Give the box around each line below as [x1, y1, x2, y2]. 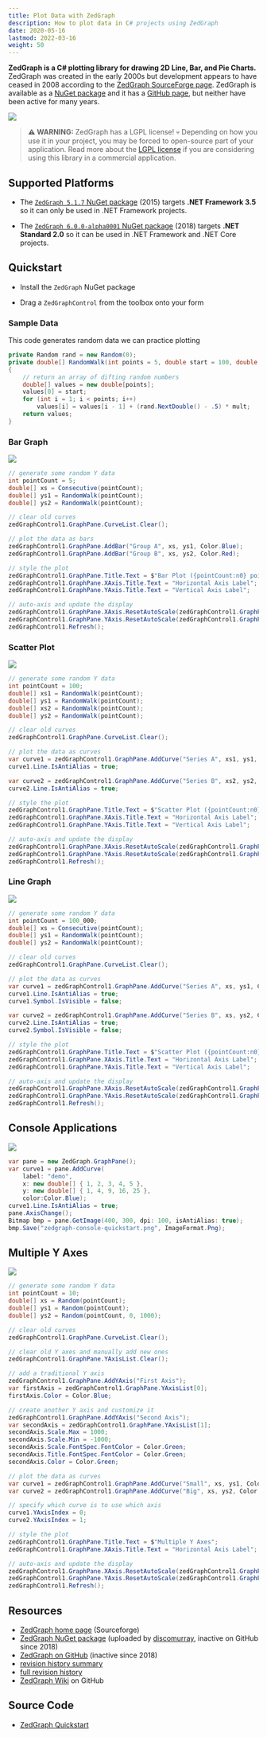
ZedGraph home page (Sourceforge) [19, 1625, 140, 1634]
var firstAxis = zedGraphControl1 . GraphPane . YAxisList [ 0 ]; [8, 1385, 208, 1392]
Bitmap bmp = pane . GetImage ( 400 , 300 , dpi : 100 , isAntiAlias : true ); [8, 1217, 244, 1225]
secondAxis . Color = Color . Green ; [8, 1458, 119, 1466]
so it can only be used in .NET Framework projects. [19, 205, 188, 215]
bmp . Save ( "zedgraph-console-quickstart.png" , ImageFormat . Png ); [8, 1224, 226, 1232]
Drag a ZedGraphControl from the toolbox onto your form [19, 298, 204, 307]
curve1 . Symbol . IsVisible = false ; [8, 997, 123, 1005]
